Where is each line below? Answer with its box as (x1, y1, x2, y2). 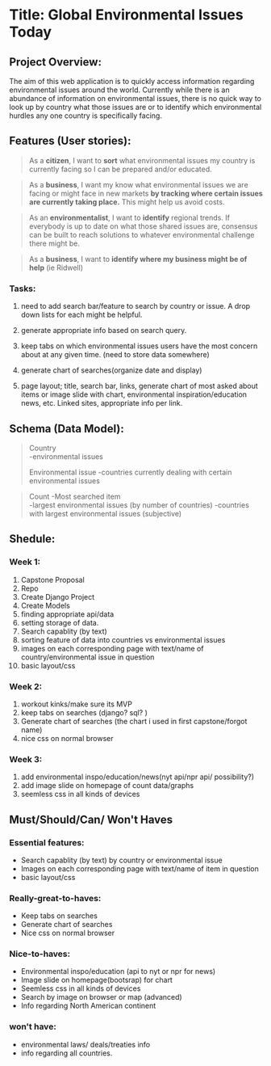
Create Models (20, 600, 71, 610)
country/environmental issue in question (20, 652, 155, 662)
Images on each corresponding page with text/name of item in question (20, 863, 259, 874)
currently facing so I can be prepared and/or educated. (28, 164, 212, 174)
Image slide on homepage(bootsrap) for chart (20, 975, 173, 985)
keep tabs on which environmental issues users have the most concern (20, 341, 258, 351)
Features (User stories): (9, 134, 131, 148)
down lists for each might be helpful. (20, 310, 143, 320)
